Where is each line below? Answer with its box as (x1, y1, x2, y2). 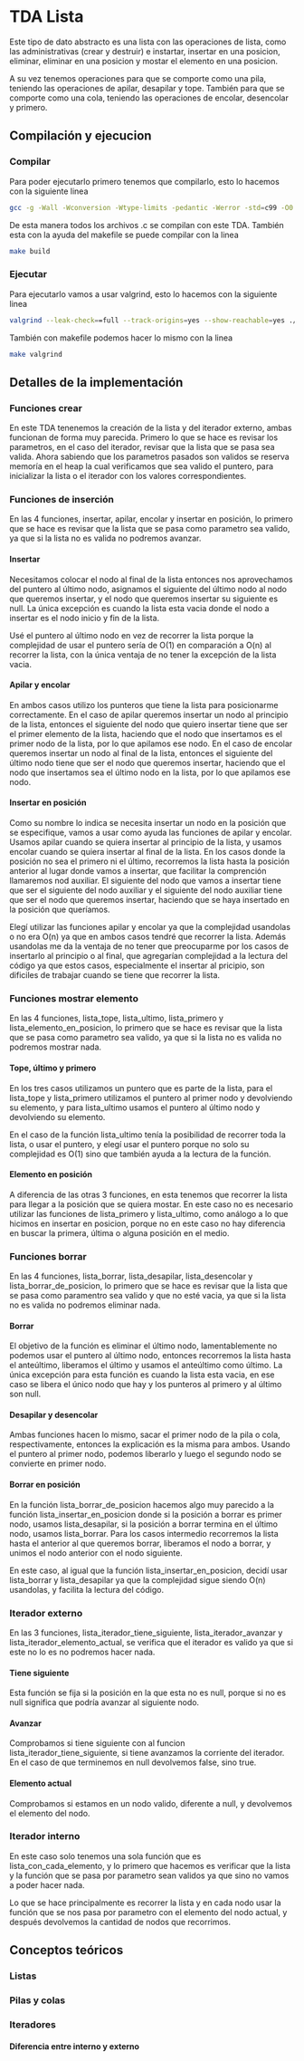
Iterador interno (9, 1830, 81, 1843)
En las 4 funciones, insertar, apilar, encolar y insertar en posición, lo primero (9, 513, 294, 524)
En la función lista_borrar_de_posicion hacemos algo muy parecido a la (9, 1499, 274, 1510)
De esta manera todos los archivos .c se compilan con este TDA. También (9, 219, 285, 230)
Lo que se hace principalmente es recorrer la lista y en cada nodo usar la (9, 1897, 282, 1908)
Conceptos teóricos (9, 1942, 124, 1958)
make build (9, 246, 51, 255)
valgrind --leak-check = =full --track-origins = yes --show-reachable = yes (9, 315, 285, 325)
